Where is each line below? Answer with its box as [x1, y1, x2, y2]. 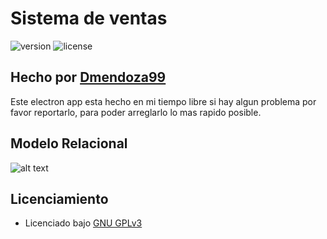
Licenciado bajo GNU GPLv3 [24, 217, 143, 229]
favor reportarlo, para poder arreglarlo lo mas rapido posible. [10, 106, 262, 118]
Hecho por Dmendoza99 [10, 69, 167, 86]
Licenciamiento [10, 190, 109, 207]
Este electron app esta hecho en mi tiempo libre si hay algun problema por [10, 95, 317, 107]
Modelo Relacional [10, 135, 128, 152]
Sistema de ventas [10, 7, 168, 30]
